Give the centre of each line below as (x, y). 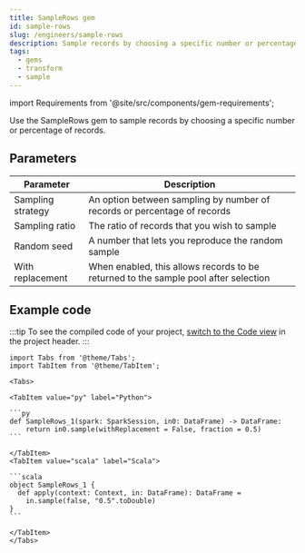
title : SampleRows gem (52, 18)
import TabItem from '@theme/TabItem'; (85, 366)
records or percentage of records (160, 211)
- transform (40, 69)
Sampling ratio (45, 225)
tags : (20, 52)
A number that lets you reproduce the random (186, 240)
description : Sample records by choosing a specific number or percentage (154, 43)
